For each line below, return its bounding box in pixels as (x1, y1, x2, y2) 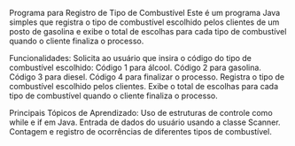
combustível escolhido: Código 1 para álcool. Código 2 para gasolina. (9, 62, 261, 73)
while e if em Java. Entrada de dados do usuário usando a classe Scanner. (9, 117, 281, 127)
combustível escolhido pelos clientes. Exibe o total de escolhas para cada (9, 81, 279, 91)
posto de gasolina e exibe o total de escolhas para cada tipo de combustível (9, 27, 287, 36)
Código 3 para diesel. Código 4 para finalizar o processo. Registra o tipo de (9, 72, 285, 82)
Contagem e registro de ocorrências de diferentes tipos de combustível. (9, 127, 272, 136)
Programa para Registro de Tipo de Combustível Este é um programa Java (9, 8, 281, 18)
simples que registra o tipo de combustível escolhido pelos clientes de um (9, 17, 280, 27)
